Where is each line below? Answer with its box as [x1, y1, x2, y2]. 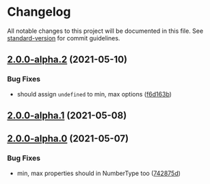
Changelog [7, 4, 71, 20]
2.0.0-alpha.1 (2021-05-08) [7, 110, 127, 122]
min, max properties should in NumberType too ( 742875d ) [16, 169, 181, 177]
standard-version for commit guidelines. [7, 34, 120, 42]
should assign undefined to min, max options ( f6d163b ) [16, 90, 172, 98]
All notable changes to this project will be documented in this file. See [7, 27, 204, 35]
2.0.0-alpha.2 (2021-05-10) [7, 54, 128, 66]
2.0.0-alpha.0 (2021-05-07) [7, 133, 129, 144]
